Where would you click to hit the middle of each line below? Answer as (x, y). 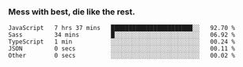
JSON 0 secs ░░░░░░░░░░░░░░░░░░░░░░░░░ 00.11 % (122, 49)
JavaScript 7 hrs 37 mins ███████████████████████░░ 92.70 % (122, 28)
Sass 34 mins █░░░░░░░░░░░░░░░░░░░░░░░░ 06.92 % (122, 35)
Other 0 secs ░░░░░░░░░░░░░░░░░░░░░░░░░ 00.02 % (122, 56)
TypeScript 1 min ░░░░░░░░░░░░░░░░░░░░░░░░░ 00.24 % (122, 42)
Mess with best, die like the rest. (72, 12)
